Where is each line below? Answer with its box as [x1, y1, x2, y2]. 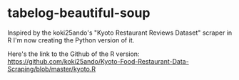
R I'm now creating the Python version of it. [7, 35, 135, 44]
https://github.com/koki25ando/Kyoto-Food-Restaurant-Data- [7, 57, 189, 65]
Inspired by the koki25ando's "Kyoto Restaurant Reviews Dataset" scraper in [7, 28, 233, 37]
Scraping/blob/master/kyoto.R [7, 64, 96, 73]
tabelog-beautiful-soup [7, 5, 151, 21]
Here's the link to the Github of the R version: [7, 50, 140, 58]
